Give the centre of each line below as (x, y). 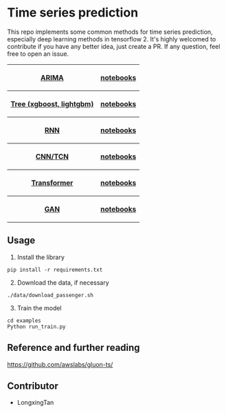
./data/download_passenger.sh (50, 295)
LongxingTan (35, 403)
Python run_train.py (37, 326)
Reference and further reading (74, 348)
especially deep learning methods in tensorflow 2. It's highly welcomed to (112, 39)
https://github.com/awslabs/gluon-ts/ (60, 364)
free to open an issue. (38, 54)
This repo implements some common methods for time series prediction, (110, 32)
